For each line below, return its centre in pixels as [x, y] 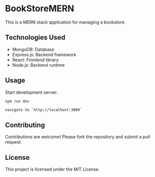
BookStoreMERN [40, 9]
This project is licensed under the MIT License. [52, 169]
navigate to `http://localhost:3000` [44, 110]
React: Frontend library [35, 60]
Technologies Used [35, 38]
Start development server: [31, 92]
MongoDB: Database [33, 49]
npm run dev [17, 101]
